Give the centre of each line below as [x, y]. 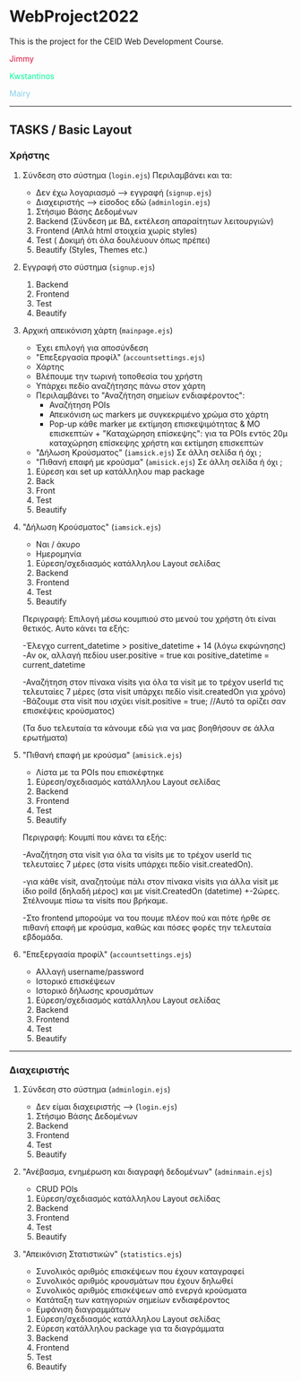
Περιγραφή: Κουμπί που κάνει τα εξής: [95, 837]
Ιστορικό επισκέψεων [75, 981]
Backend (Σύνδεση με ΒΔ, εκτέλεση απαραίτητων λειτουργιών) [155, 220]
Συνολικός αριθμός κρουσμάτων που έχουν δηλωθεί [134, 1281]
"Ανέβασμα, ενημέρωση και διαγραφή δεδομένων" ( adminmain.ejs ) [147, 1171]
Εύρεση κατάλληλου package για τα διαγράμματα [130, 1328]
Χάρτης [50, 367]
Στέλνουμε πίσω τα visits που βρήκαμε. [95, 900]
